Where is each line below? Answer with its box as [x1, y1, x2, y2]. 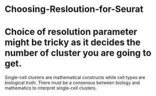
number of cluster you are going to [4, 47, 151, 59]
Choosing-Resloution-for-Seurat [4, 3, 143, 15]
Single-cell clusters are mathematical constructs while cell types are [4, 75, 145, 81]
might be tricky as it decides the [4, 37, 141, 48]
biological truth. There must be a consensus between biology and [4, 80, 140, 86]
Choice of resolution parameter [4, 26, 137, 38]
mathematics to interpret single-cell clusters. [4, 85, 97, 91]
